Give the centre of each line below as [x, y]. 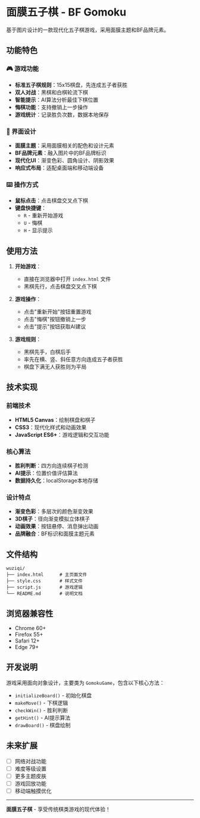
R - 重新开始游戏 [43, 215]
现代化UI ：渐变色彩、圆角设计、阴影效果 [64, 160]
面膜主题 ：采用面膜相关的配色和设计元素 [64, 145]
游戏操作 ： [28, 299]
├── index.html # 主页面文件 [47, 575]
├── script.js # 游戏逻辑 [45, 587]
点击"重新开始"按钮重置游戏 [57, 312]
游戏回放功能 [30, 783]
